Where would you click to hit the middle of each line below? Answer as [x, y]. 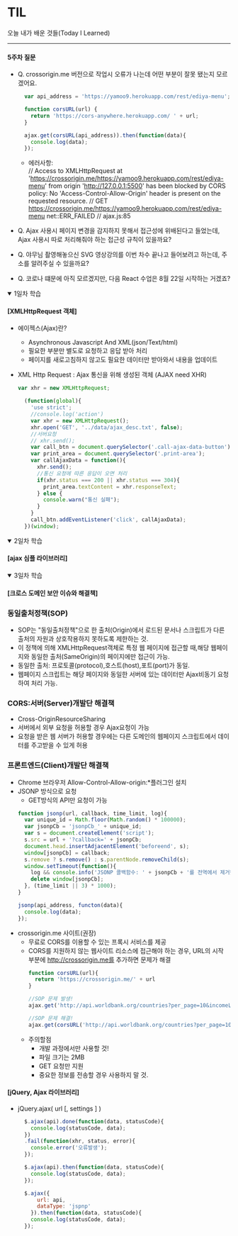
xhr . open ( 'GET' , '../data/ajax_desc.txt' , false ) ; [107, 427]
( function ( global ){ [53, 401]
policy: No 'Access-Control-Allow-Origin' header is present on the [124, 194]
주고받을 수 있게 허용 [59, 745]
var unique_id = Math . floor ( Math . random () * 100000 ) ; [105, 820]
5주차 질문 [22, 57]
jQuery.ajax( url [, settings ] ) [59, 1108]
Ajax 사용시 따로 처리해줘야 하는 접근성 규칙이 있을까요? [95, 240]
